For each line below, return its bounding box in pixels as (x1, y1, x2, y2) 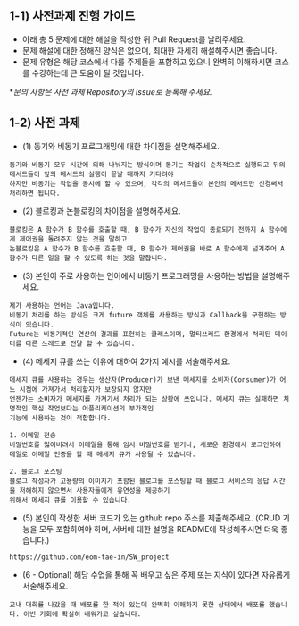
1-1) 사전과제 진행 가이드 (9, 8, 136, 24)
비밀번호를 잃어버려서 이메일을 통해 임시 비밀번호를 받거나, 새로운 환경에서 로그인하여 (9, 440, 282, 449)
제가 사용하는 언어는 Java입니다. (9, 300, 115, 310)
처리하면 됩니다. (9, 189, 61, 198)
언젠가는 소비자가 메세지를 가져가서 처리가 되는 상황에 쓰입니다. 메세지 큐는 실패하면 (9, 394, 279, 403)
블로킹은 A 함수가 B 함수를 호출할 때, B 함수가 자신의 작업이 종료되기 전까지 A (9, 224, 265, 234)
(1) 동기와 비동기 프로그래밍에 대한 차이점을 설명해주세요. (21, 140, 220, 151)
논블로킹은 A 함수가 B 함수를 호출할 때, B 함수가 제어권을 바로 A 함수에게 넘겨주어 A (9, 244, 286, 253)
